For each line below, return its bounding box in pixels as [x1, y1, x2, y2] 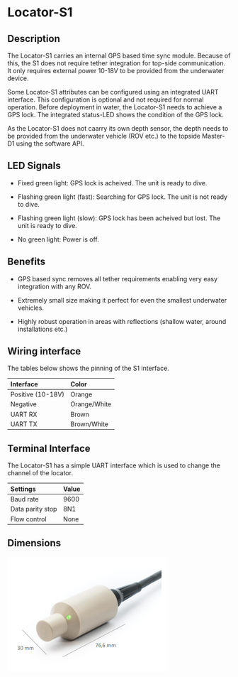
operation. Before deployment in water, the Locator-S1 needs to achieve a [7, 103, 222, 111]
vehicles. [17, 303, 45, 312]
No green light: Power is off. [17, 235, 99, 244]
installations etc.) [17, 325, 68, 333]
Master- [201, 132, 225, 140]
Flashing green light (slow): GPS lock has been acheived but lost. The [17, 214, 221, 222]
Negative [10, 400, 37, 408]
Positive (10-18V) [10, 390, 65, 399]
